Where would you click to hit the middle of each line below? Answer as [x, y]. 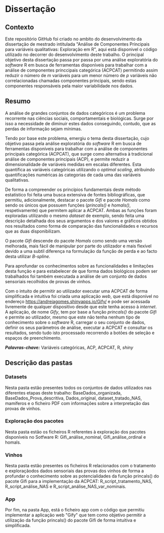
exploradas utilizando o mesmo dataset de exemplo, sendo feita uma [75, 215]
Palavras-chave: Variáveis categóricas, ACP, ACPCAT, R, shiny [69, 347]
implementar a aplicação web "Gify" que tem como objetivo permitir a [75, 515]
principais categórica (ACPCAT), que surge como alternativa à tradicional [79, 154]
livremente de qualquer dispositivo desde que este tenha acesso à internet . [81, 306]
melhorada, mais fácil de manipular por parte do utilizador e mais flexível [78, 246]
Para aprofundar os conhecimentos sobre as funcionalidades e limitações [79, 266]
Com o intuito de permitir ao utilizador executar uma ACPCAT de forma [76, 291]
